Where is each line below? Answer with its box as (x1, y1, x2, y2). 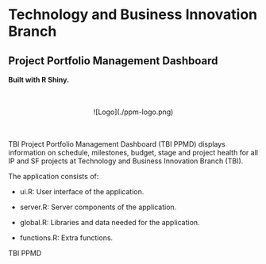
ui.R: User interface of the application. (19, 187, 145, 196)
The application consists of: (8, 172, 99, 181)
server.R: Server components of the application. (19, 202, 177, 212)
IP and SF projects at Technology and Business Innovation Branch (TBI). (8, 156, 244, 166)
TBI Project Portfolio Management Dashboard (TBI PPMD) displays (8, 140, 226, 148)
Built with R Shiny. (8, 75, 70, 84)
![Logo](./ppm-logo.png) (93, 107, 174, 117)
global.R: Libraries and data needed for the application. (19, 218, 200, 227)
